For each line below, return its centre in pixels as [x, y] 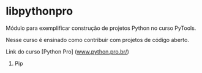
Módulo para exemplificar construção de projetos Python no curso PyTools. [101, 28]
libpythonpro [39, 11]
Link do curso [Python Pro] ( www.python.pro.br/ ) [68, 51]
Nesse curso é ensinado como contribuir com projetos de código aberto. [97, 40]
